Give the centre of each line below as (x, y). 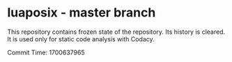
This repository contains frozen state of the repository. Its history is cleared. (116, 32)
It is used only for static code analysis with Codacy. (81, 39)
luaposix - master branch (82, 13)
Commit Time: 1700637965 (46, 52)
